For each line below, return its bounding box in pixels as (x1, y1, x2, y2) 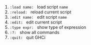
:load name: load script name (9, 4, 68, 10)
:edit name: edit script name (9, 14, 67, 20)
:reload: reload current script (9, 9, 72, 15)
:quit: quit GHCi (9, 34, 46, 40)
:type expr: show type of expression (9, 24, 86, 30)
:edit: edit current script (9, 19, 62, 25)
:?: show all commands (9, 30, 60, 35)
